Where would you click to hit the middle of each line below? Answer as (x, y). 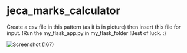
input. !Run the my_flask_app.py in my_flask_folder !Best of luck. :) (87, 33)
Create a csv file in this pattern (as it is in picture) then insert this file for (94, 27)
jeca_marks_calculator (63, 11)
